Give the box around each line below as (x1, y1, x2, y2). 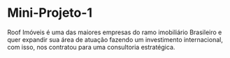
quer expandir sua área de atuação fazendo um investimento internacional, (7, 35, 224, 43)
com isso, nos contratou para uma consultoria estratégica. (7, 43, 175, 51)
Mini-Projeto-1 (7, 5, 93, 21)
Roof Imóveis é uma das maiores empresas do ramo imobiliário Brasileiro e (7, 28, 222, 36)
